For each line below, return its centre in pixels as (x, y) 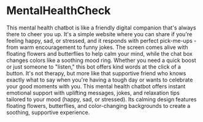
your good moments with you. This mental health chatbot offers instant (96, 86)
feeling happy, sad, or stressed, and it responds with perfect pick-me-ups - (101, 40)
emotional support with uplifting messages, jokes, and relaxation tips (93, 93)
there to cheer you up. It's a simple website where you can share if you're (99, 34)
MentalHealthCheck (59, 11)
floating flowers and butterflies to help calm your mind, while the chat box (100, 53)
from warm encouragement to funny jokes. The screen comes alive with (97, 47)
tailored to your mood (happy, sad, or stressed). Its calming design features (101, 99)
